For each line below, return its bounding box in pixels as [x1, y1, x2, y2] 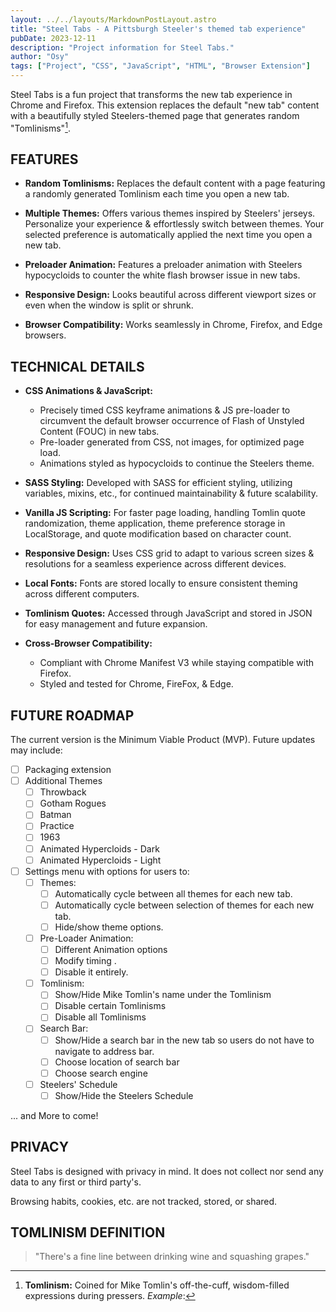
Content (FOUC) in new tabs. [39, 426, 160, 438]
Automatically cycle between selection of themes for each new [54, 899, 315, 911]
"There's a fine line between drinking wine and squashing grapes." [34, 1251, 310, 1263]
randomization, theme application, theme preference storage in [24, 517, 286, 530]
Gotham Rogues [39, 797, 107, 810]
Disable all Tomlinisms [54, 1011, 147, 1023]
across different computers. [24, 588, 140, 600]
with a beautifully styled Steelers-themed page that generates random [10, 110, 300, 121]
